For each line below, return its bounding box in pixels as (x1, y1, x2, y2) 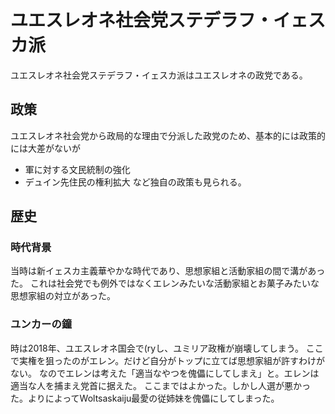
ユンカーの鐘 (10, 317, 73, 331)
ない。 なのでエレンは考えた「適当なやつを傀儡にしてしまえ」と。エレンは (10, 367, 320, 379)
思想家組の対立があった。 (10, 290, 116, 302)
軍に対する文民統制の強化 (24, 163, 131, 175)
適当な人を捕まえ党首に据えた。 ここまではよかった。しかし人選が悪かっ (10, 379, 311, 391)
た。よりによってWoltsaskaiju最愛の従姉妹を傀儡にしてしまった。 (10, 392, 280, 404)
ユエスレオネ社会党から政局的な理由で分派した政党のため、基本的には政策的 (10, 129, 326, 141)
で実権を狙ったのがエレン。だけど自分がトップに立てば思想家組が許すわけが (10, 354, 325, 366)
